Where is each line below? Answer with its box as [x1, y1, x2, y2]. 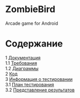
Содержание [5, 38, 63, 50]
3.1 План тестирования [5, 81, 54, 87]
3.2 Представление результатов [5, 87, 75, 93]
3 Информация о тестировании [5, 76, 73, 82]
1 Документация [5, 55, 41, 61]
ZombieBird [5, 4, 56, 15]
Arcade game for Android [5, 20, 58, 26]
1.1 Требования [5, 60, 37, 66]
